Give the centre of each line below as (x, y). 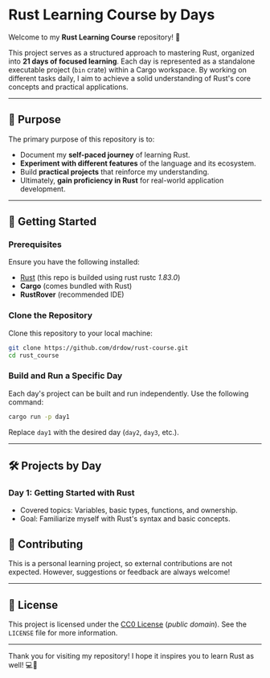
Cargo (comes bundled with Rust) (76, 286)
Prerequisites (35, 244)
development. (43, 189)
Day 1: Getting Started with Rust (72, 492)
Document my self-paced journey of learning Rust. (105, 154)
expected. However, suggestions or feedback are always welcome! (119, 572)
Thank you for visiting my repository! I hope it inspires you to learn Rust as (131, 655)
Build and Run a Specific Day (65, 376)
